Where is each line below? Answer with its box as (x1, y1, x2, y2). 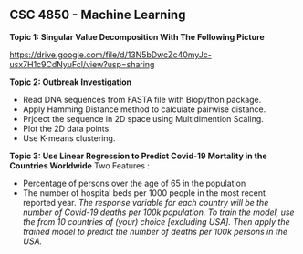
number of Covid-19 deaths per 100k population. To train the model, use (22, 207, 295, 218)
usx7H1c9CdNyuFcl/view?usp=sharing (9, 58, 155, 69)
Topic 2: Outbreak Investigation (9, 76, 132, 87)
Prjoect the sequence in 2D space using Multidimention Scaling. (22, 113, 265, 124)
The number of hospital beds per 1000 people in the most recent (22, 187, 266, 198)
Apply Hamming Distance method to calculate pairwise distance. (22, 104, 266, 115)
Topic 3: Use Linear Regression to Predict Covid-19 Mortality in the (9, 150, 267, 161)
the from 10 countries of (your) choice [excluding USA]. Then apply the (22, 216, 290, 227)
